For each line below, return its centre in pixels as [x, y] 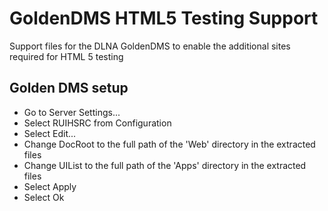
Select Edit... [50, 133]
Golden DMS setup [69, 88]
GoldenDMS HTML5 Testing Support [164, 18]
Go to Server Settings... [72, 112]
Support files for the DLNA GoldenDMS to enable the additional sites [150, 46]
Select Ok [44, 197]
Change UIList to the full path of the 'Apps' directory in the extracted [165, 165]
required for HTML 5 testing [66, 56]
